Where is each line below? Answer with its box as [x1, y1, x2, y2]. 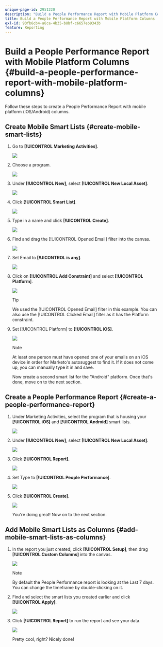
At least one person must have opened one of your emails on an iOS [12, 354, 148, 360]
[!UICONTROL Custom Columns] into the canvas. [12, 551, 112, 557]
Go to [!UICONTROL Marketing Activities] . [12, 143, 98, 149]
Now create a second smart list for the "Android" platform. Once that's [12, 374, 153, 379]
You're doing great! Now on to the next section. [12, 511, 107, 517]
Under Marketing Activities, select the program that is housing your [12, 413, 147, 419]
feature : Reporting [5, 25, 45, 30]
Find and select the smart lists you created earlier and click [12, 594, 130, 600]
